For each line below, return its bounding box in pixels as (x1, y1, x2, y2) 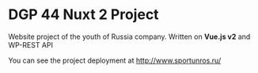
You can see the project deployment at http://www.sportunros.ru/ (8, 56, 222, 65)
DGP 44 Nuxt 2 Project (8, 6, 160, 24)
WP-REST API (8, 40, 54, 49)
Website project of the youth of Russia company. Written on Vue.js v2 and (8, 32, 251, 41)
